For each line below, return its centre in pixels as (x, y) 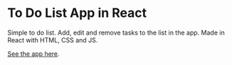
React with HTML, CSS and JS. (53, 40)
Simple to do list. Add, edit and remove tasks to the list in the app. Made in (116, 32)
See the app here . (33, 54)
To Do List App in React (77, 13)
